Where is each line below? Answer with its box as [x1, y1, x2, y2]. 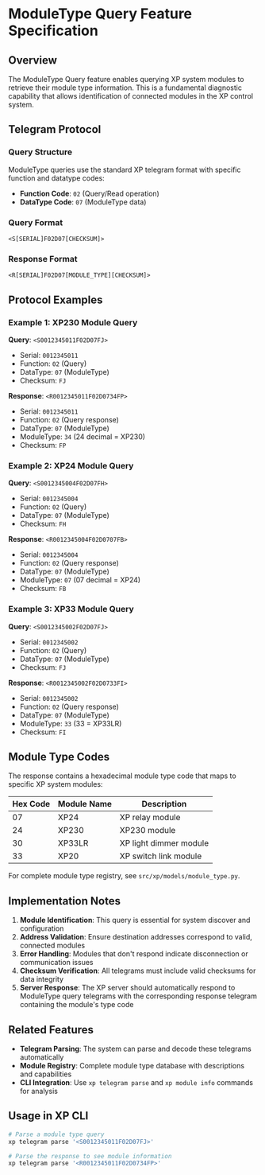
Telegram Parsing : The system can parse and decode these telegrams [19, 1044, 252, 1053]
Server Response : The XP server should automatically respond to [19, 983, 236, 993]
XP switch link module [119, 850, 202, 862]
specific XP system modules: [8, 780, 103, 789]
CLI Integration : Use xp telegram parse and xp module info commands [19, 1078, 254, 1087]
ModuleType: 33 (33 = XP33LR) [19, 718, 122, 728]
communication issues [19, 958, 94, 967]
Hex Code [12, 799, 51, 810]
